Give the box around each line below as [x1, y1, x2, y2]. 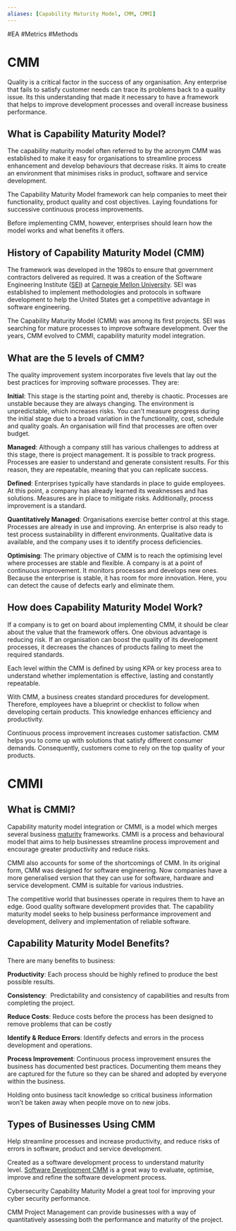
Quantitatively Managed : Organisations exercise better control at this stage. [7, 515, 230, 524]
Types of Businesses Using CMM [7, 1118, 156, 1131]
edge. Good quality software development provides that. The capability [7, 902, 214, 910]
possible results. [7, 977, 55, 986]
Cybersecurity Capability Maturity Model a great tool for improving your [7, 1187, 216, 1195]
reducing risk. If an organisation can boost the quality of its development [7, 635, 218, 643]
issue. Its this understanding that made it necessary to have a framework [7, 92, 219, 101]
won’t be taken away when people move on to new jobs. [7, 1098, 170, 1106]
